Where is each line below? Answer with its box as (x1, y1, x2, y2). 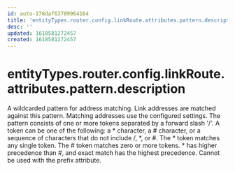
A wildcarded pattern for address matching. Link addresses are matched (7, 104, 216, 112)
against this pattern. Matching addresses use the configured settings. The (7, 112, 221, 120)
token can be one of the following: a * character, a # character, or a (7, 126, 201, 135)
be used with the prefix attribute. (7, 156, 101, 165)
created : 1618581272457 (7, 36, 77, 43)
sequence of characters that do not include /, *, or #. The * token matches (7, 134, 220, 142)
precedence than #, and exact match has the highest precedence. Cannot (7, 149, 220, 157)
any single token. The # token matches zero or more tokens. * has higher (7, 141, 218, 150)
